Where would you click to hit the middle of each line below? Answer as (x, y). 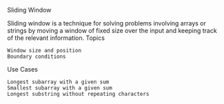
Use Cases (22, 69)
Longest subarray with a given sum (58, 82)
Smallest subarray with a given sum (60, 88)
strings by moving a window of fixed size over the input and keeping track (112, 31)
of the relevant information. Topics (56, 38)
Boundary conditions (37, 56)
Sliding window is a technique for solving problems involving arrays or (107, 23)
